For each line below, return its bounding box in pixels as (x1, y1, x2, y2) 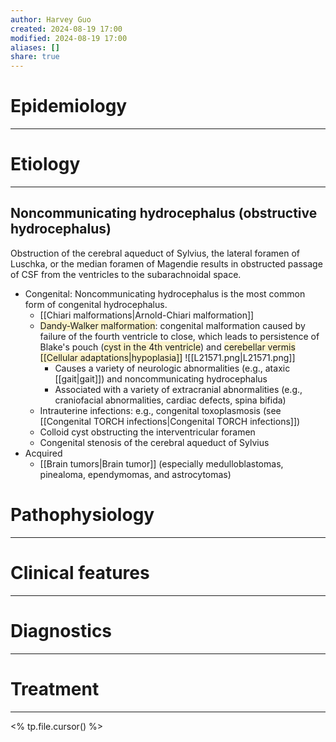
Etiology (10, 153, 81, 176)
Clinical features (10, 561, 150, 584)
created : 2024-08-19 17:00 (10, 24, 123, 34)
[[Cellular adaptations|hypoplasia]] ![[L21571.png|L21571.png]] (39, 351, 296, 363)
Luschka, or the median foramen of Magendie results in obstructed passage (10, 257, 323, 270)
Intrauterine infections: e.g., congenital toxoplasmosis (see (39, 404, 282, 416)
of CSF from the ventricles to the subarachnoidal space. (10, 268, 242, 280)
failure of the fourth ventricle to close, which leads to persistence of (39, 330, 320, 342)
